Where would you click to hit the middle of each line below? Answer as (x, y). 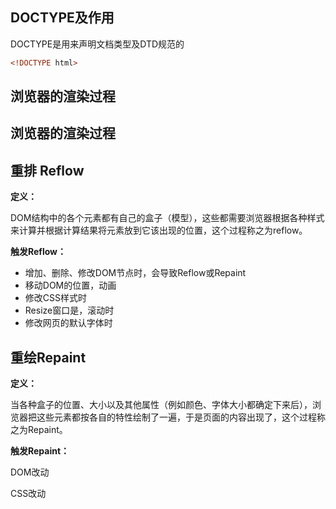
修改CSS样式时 (55, 298)
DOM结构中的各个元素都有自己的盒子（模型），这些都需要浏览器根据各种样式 (167, 218)
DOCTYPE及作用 (62, 18)
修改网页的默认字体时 (68, 323)
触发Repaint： (40, 451)
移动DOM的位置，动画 (70, 285)
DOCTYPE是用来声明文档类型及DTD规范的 (97, 44)
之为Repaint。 (39, 430)
